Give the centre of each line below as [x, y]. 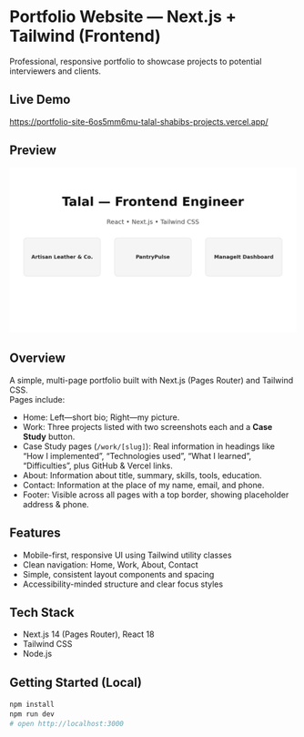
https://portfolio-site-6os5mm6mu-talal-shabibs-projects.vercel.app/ [139, 121]
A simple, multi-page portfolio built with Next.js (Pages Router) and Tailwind [152, 380]
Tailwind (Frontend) [85, 36]
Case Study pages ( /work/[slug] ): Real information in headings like [149, 446]
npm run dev [32, 714]
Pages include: [37, 399]
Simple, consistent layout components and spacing [118, 574]
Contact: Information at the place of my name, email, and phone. [143, 485]
